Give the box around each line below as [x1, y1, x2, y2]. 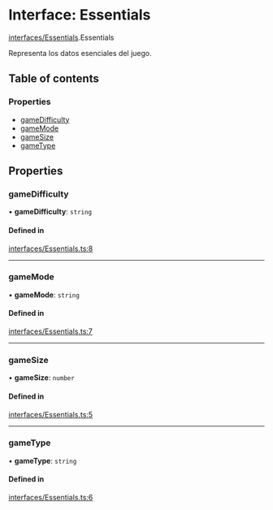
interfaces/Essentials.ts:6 [8, 493, 93, 503]
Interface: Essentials [8, 6, 151, 24]
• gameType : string [8, 456, 77, 465]
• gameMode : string [8, 290, 80, 300]
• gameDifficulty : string [8, 207, 93, 217]
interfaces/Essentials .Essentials [8, 32, 115, 42]
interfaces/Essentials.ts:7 [8, 326, 93, 336]
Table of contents [8, 71, 99, 86]
